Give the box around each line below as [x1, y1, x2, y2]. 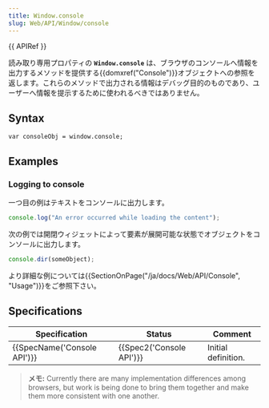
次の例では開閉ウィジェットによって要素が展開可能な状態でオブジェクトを [8, 229, 254, 239]
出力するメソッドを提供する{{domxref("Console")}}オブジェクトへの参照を [8, 67, 255, 77]
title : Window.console [8, 11, 84, 20]
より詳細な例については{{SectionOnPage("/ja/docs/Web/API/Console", [8, 270, 240, 281]
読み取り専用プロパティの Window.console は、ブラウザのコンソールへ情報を [8, 58, 259, 67]
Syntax [8, 111, 45, 125]
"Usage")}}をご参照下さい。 [8, 281, 102, 290]
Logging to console [8, 178, 85, 189]
